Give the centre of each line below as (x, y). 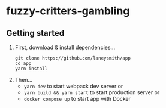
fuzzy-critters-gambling (68, 11)
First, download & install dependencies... (65, 47)
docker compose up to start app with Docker (77, 99)
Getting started (35, 33)
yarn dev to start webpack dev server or (73, 86)
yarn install (31, 69)
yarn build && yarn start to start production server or (92, 92)
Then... (24, 80)
